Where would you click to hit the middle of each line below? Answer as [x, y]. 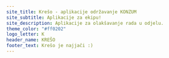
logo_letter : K [25, 34]
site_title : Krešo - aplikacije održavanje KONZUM [71, 12]
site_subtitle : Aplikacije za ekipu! [54, 18]
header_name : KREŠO [31, 40]
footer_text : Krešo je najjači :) [50, 46]
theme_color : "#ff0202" [36, 29]
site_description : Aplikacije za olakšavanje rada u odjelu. [85, 23]
